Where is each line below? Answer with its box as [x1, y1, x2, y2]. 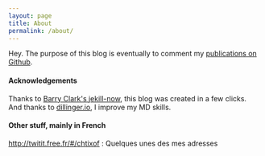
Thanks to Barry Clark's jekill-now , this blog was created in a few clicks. [8, 93, 247, 103]
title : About [8, 19, 52, 27]
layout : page [8, 11, 52, 20]
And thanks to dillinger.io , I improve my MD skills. [8, 102, 172, 112]
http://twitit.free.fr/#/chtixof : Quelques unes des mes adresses [8, 138, 218, 148]
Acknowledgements [8, 76, 78, 85]
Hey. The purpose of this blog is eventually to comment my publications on [8, 49, 258, 59]
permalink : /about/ [8, 27, 74, 35]
